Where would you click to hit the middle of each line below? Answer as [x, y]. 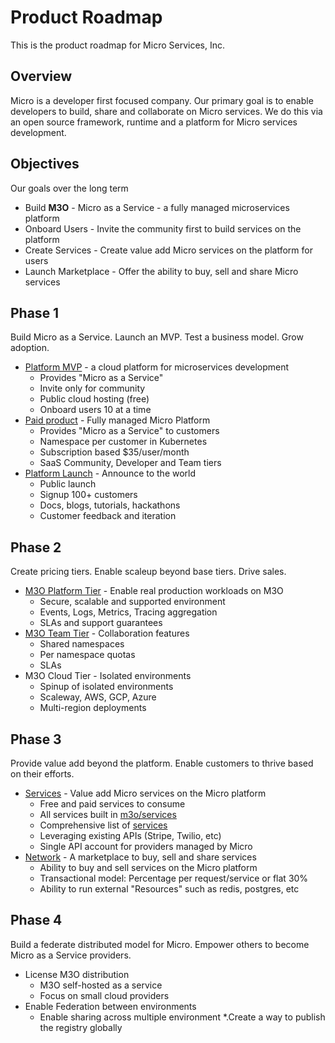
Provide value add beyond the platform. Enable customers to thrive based [162, 763]
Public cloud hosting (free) [94, 399]
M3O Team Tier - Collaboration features [107, 633]
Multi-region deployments [93, 708]
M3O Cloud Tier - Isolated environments [108, 676]
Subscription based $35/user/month [114, 452]
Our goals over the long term [69, 188]
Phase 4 [36, 920]
